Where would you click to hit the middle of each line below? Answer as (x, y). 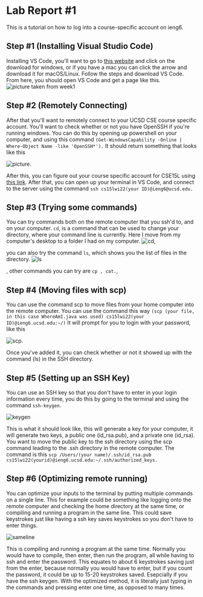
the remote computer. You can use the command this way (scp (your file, (101, 311)
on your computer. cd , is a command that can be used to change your (93, 228)
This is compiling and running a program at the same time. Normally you (96, 549)
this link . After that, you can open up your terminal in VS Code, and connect (100, 182)
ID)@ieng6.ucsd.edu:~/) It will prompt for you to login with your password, (98, 323)
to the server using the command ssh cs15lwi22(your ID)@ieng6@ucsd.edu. (100, 189)
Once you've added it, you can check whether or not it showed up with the (99, 353)
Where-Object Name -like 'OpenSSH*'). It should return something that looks (101, 146)
